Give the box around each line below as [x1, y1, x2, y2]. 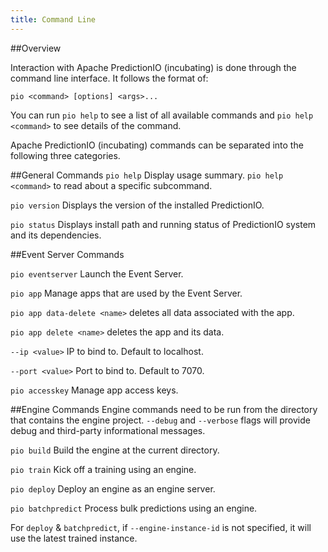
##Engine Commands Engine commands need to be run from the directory [10, 403, 318, 415]
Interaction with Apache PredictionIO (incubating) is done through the [10, 61, 297, 73]
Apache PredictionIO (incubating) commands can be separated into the [10, 139, 304, 151]
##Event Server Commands [10, 248, 125, 260]
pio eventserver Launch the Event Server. [10, 267, 184, 280]
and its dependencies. [10, 229, 102, 241]
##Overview [10, 42, 62, 54]
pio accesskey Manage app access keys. [10, 384, 179, 396]
